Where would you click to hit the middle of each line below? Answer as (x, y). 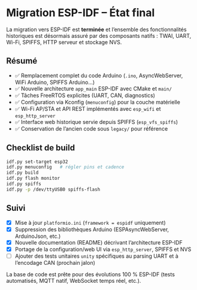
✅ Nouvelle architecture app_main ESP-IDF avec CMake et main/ (93, 88)
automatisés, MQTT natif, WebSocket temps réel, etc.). (74, 280)
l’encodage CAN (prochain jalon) (55, 262)
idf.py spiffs (24, 184)
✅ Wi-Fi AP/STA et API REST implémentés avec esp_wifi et (88, 108)
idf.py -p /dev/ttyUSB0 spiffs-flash (53, 189)
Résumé (22, 61)
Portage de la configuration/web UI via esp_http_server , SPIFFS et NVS (103, 249)
